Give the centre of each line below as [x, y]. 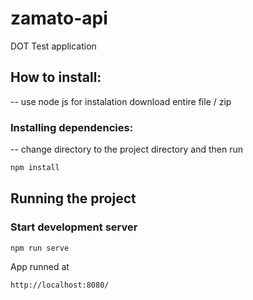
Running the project [73, 198]
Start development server [74, 227]
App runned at [40, 267]
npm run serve [40, 248]
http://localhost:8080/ [60, 285]
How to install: [56, 77]
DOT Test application [53, 46]
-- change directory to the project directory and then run [126, 149]
